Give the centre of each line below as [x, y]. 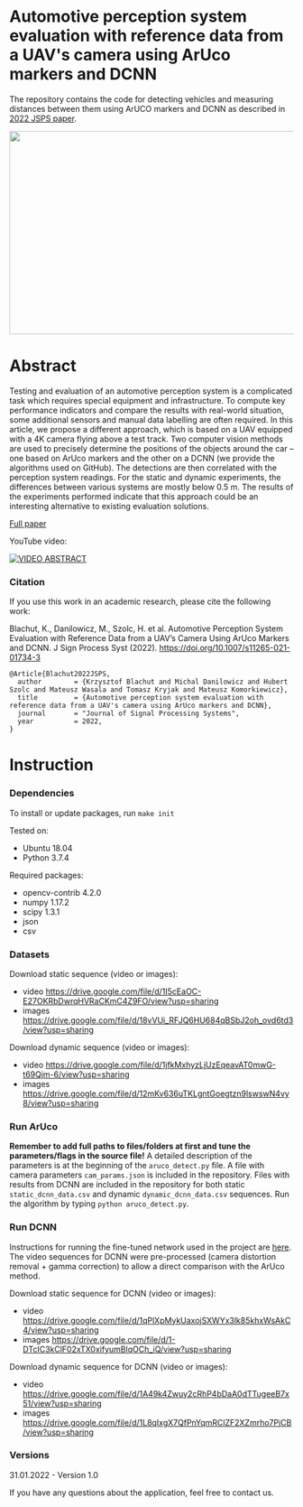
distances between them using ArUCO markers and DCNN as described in [147, 108]
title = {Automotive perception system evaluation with [141, 698]
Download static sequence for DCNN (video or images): [113, 1293]
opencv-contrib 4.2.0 [62, 892]
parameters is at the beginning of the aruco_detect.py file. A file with [137, 1166]
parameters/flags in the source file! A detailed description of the [131, 1156]
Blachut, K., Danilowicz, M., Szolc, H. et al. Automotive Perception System [147, 628]
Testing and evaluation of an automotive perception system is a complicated [151, 391]
